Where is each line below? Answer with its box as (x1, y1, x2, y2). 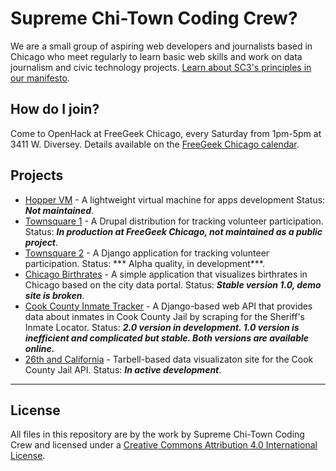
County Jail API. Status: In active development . (24, 363, 222, 376)
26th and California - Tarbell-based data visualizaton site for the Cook (24, 353, 314, 365)
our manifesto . (10, 72, 70, 84)
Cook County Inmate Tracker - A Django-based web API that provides (24, 300, 313, 312)
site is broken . (24, 289, 85, 301)
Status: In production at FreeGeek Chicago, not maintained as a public (24, 225, 323, 237)
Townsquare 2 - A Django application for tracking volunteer (24, 247, 270, 259)
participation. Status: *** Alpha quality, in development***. (24, 257, 265, 269)
